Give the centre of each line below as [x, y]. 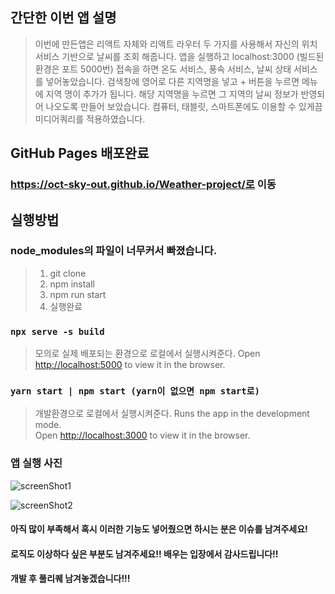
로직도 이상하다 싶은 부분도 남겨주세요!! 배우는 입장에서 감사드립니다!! [144, 554]
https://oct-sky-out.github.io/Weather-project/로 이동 [143, 185]
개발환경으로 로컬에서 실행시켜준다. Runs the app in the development [172, 414]
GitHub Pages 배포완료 [80, 153]
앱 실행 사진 [36, 463]
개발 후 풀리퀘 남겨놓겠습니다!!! [70, 579]
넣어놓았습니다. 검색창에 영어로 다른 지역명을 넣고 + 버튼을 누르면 [172, 81]
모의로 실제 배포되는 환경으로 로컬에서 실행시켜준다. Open [147, 354]
